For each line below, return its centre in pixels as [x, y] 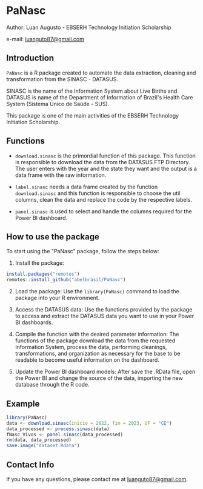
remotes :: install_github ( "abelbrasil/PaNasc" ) [66, 280]
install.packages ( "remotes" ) [43, 274]
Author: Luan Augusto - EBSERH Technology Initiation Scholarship [89, 27]
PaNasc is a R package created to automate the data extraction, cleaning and [101, 73]
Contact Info [30, 464]
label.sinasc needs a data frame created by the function [86, 187]
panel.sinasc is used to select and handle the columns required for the [103, 211]
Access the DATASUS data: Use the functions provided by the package [104, 310]
